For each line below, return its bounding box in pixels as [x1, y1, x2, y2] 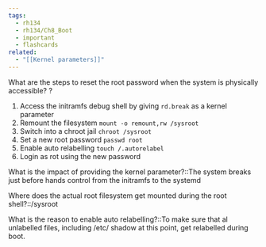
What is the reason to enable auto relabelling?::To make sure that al [8, 215, 228, 224]
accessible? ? [8, 85, 53, 95]
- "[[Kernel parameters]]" [15, 56, 105, 64]
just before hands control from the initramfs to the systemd [8, 175, 201, 184]
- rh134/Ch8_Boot [15, 26, 73, 34]
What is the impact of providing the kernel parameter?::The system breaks [8, 167, 252, 177]
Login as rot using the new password [19, 151, 141, 161]
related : [8, 48, 37, 56]
